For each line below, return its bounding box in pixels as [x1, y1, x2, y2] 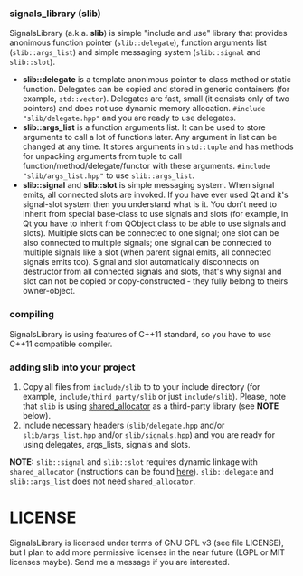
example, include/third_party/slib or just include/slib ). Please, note [22, 391, 287, 401]
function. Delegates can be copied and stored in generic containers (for [22, 84, 290, 95]
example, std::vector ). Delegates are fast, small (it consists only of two [22, 93, 289, 104]
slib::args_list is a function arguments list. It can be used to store [22, 122, 266, 133]
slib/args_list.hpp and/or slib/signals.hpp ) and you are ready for [22, 429, 276, 440]
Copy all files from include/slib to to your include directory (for [22, 381, 260, 392]
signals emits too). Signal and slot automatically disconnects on [22, 257, 260, 268]
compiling [9, 308, 54, 321]
